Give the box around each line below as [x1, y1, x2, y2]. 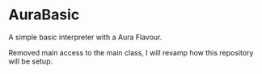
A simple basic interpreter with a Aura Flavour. [8, 32, 163, 42]
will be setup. [8, 56, 53, 66]
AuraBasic [8, 6, 80, 24]
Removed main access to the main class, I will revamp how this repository [8, 47, 254, 57]
